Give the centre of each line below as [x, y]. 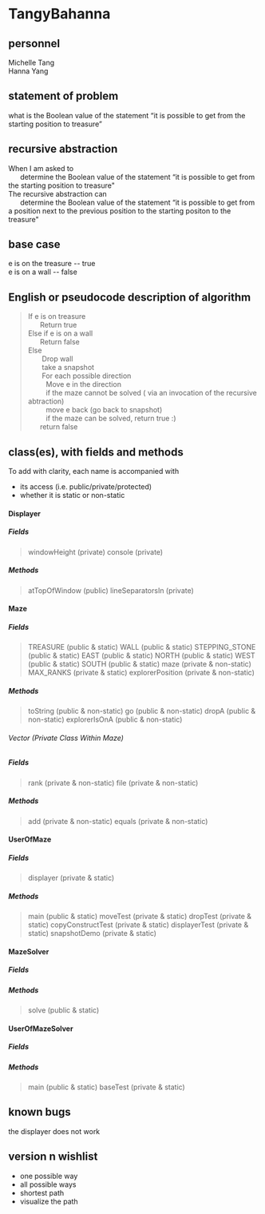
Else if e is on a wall [60, 333]
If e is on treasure [57, 316]
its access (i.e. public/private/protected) [86, 487]
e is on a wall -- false [43, 272]
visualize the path [49, 1201]
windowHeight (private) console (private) [95, 551]
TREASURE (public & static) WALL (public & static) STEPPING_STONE [142, 647]
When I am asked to [41, 168]
